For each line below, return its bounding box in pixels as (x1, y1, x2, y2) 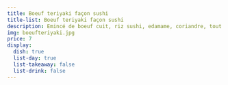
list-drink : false (13, 67, 66, 74)
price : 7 (7, 36, 32, 42)
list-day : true (13, 55, 57, 62)
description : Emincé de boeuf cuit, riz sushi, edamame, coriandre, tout (7, 23, 223, 29)
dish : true (13, 49, 45, 56)
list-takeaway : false (13, 61, 75, 68)
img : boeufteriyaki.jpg (7, 29, 75, 36)
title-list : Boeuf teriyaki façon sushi (7, 16, 125, 23)
